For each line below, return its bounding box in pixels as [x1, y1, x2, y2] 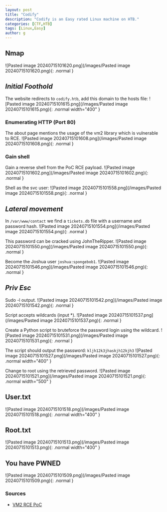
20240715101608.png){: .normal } [5, 141, 74, 147]
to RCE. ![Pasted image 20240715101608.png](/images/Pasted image [5, 135, 147, 141]
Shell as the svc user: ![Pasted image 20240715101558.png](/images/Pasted [5, 185, 162, 191]
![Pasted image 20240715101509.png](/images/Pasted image [5, 472, 131, 478]
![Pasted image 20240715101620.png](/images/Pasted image [5, 62, 131, 68]
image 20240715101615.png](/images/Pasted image [22, 101, 128, 107]
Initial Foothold [5, 82, 53, 91]
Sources [5, 490, 26, 497]
